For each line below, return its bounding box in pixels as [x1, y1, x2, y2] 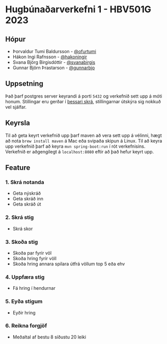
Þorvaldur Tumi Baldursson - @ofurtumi [12, 49, 97, 54]
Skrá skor [12, 225, 33, 232]
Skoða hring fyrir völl [12, 255, 57, 261]
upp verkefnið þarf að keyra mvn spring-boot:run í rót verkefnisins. [5, 143, 146, 149]
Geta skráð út [12, 201, 42, 208]
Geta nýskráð [12, 190, 41, 196]
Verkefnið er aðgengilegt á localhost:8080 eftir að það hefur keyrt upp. [5, 148, 154, 154]
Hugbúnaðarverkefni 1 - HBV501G [5, 4, 152, 15]
